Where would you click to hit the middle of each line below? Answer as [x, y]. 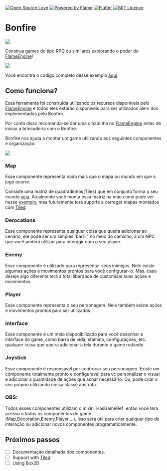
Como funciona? [31, 91]
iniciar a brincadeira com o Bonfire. [41, 128]
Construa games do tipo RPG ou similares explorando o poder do [72, 51]
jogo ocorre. [18, 182]
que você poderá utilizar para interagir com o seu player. [63, 242]
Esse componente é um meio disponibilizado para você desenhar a [74, 334]
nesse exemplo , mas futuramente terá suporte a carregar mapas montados [82, 202]
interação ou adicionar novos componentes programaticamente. [71, 424]
